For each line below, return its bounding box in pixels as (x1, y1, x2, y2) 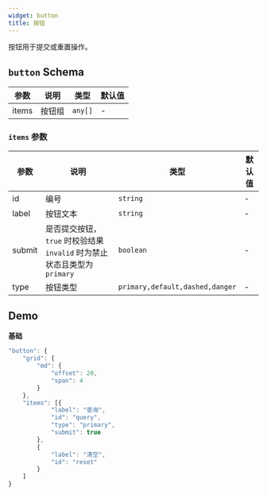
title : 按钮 (8, 19, 45, 27)
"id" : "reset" (50, 458, 98, 466)
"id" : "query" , (50, 414, 102, 422)
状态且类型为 (44, 259, 94, 270)
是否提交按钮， (44, 223, 102, 234)
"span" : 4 (50, 377, 83, 385)
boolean (118, 246, 147, 254)
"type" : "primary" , (50, 421, 115, 429)
